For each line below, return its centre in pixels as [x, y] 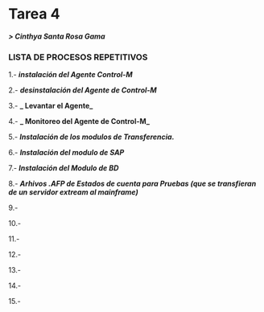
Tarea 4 [34, 14]
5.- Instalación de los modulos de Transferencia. [91, 137]
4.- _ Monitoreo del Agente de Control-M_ [79, 121]
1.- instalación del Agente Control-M [70, 75]
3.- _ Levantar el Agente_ [51, 106]
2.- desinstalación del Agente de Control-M [82, 90]
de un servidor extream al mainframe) [73, 192]
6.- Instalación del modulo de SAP [66, 153]
